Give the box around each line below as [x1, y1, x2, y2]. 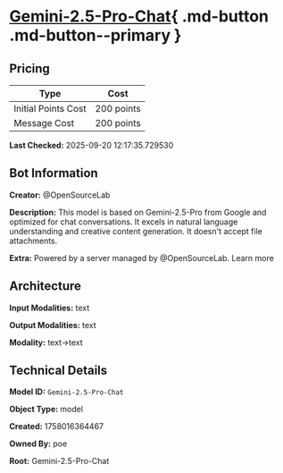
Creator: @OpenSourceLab [9, 190, 111, 200]
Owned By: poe [9, 438, 68, 449]
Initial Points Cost [13, 103, 87, 114]
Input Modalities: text [9, 302, 90, 313]
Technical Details [9, 363, 108, 378]
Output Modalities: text [9, 319, 96, 330]
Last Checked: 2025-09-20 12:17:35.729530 [9, 140, 174, 150]
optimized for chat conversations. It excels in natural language [9, 216, 238, 227]
